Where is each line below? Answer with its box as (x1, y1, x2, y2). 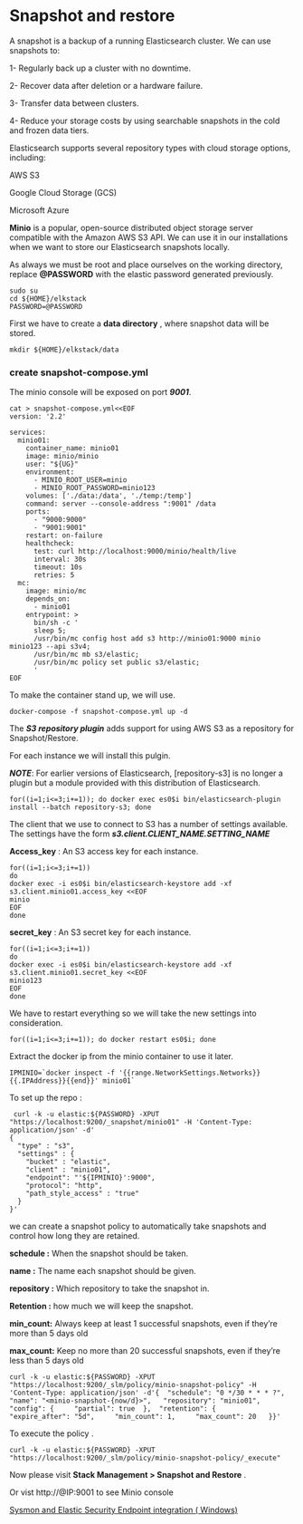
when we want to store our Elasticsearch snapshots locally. (9, 241, 231, 252)
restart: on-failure (25, 531, 103, 540)
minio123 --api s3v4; (9, 642, 91, 651)
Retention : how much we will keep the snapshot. (9, 1301, 194, 1312)
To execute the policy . (9, 1428, 94, 1439)
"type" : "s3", (17, 1142, 75, 1151)
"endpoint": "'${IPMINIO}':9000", (25, 1173, 156, 1182)
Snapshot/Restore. (9, 733, 79, 744)
